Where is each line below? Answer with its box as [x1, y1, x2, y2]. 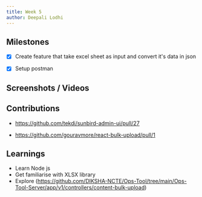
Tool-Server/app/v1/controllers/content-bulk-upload [15, 184, 145, 191]
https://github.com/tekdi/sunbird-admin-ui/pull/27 [15, 119, 140, 127]
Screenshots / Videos [6, 83, 90, 93]
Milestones [6, 37, 50, 47]
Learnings [6, 149, 45, 159]
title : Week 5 [6, 8, 42, 15]
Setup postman [15, 65, 53, 73]
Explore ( [15, 178, 38, 185]
